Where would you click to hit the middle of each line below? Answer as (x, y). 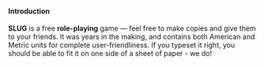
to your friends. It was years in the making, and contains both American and (132, 37)
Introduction (29, 11)
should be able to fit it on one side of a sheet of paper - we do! (110, 53)
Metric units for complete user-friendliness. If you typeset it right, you (122, 45)
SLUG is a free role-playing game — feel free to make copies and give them (132, 28)
